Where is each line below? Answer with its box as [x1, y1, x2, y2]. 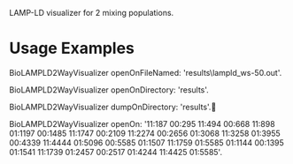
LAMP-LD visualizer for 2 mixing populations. [9, 8, 174, 18]
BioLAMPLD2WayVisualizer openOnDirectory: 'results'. [9, 84, 210, 95]
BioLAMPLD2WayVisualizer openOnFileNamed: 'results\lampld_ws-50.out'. [9, 67, 282, 78]
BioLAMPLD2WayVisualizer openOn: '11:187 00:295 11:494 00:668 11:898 [9, 118, 276, 129]
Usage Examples [9, 39, 135, 58]
